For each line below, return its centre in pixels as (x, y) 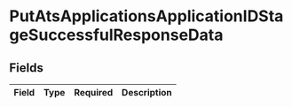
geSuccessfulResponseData (116, 35)
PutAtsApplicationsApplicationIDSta (146, 16)
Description (147, 92)
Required (94, 92)
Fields (27, 68)
